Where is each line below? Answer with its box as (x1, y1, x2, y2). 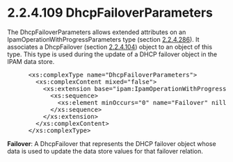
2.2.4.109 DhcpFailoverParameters (7, 5, 214, 21)
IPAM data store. (7, 57, 55, 65)
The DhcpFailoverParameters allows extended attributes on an (7, 28, 186, 36)
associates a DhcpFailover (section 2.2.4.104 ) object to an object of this (7, 42, 213, 51)
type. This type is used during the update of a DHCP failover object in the (7, 50, 218, 58)
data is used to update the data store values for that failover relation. (7, 147, 203, 155)
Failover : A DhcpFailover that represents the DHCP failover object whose (7, 139, 217, 147)
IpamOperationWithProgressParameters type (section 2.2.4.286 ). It (7, 35, 200, 43)
